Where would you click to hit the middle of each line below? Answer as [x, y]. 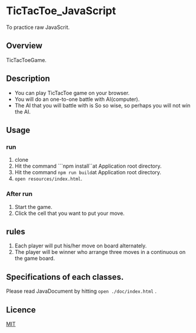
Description [28, 79]
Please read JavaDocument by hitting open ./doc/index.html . [82, 291]
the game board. [35, 259]
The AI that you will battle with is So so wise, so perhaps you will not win [102, 105]
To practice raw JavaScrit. [38, 27]
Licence [21, 310]
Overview [24, 46]
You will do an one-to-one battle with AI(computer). [77, 99]
